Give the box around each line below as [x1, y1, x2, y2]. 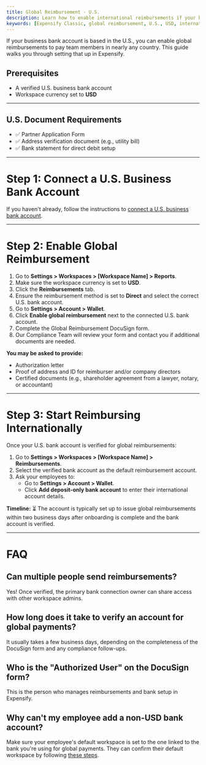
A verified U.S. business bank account [15, 84, 112, 92]
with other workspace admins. [6, 594, 83, 602]
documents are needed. [15, 337, 76, 345]
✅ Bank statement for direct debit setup [15, 145, 116, 152]
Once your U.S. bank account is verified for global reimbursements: [6, 441, 177, 448]
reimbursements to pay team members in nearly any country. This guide [6, 44, 189, 51]
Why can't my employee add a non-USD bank [6, 712, 183, 723]
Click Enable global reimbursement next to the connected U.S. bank [15, 311, 189, 319]
